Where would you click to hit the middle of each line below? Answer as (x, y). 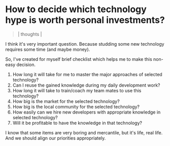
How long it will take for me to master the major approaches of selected (87, 74)
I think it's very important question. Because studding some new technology (85, 44)
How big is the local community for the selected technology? (76, 106)
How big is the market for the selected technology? (66, 101)
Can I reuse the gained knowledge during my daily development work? (86, 85)
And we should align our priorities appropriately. (56, 138)
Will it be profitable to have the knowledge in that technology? (77, 123)
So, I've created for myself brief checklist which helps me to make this (79, 59)
